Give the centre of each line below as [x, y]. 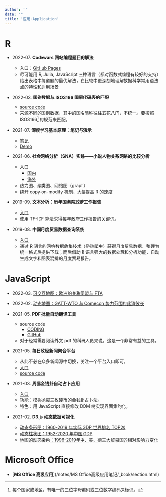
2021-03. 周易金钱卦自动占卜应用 [46, 383]
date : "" [14, 14]
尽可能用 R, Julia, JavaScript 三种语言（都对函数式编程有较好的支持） [90, 74]
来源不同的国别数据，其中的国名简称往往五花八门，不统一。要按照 [87, 113]
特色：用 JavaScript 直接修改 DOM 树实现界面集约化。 [75, 406]
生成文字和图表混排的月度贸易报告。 [57, 258]
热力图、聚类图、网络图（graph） [54, 185]
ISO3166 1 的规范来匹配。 [45, 119]
